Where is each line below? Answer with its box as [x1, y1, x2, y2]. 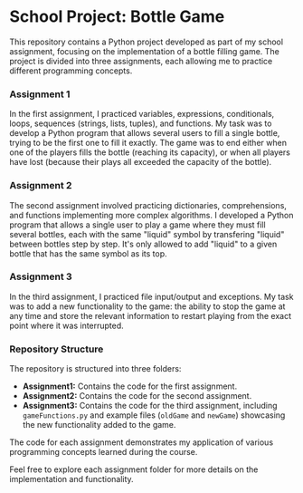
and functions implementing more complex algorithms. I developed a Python [9, 209, 294, 220]
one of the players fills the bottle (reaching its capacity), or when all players [9, 147, 291, 158]
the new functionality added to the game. [22, 420, 176, 430]
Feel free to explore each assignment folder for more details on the [9, 464, 259, 475]
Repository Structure [9, 343, 104, 355]
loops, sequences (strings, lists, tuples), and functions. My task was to [9, 118, 272, 129]
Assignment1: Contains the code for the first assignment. [22, 381, 238, 391]
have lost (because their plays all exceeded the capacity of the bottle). [9, 157, 272, 168]
